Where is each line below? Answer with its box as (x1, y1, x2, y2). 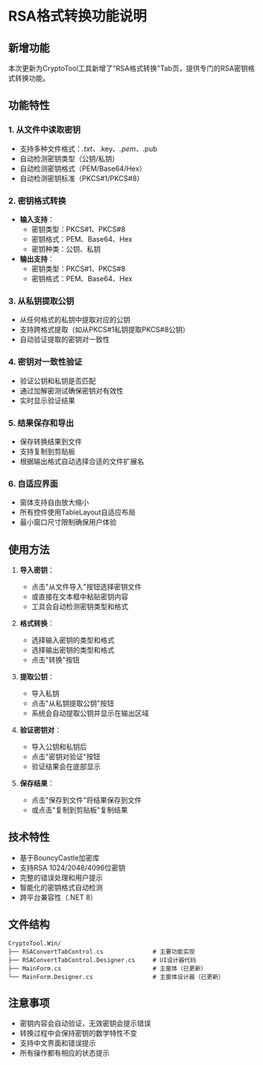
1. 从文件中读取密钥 (8, 124, 81, 135)
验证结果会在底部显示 (31, 762, 101, 771)
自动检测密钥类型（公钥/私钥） (19, 153, 120, 163)
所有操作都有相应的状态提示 (19, 1048, 110, 1058)
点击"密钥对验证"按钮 (31, 751, 101, 761)
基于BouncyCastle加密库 (19, 852, 100, 862)
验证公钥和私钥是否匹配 (19, 376, 96, 386)
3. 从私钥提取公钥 (8, 295, 75, 307)
